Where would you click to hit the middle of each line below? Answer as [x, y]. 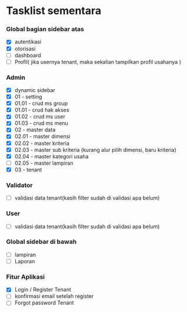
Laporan [25, 261]
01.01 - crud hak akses [42, 110]
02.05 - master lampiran [44, 163]
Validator [19, 185]
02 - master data [35, 130]
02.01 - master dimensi [42, 137]
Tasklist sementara [54, 11]
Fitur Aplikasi [26, 277]
